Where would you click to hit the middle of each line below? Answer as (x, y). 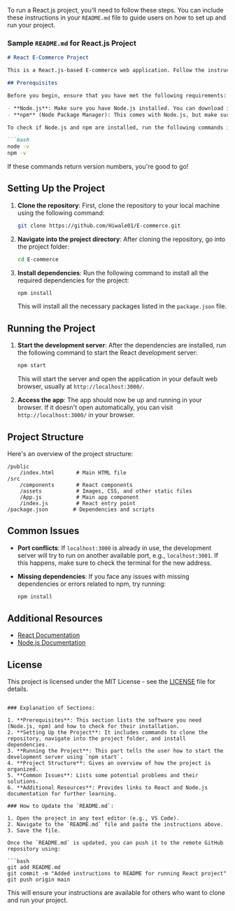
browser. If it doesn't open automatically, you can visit (95, 407)
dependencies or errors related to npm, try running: (92, 584)
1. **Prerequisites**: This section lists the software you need (104, 720)
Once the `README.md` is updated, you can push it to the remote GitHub (115, 843)
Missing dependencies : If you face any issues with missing (104, 576)
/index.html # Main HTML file (73, 472)
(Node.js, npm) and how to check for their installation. (93, 727)
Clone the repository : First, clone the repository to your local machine (119, 205)
